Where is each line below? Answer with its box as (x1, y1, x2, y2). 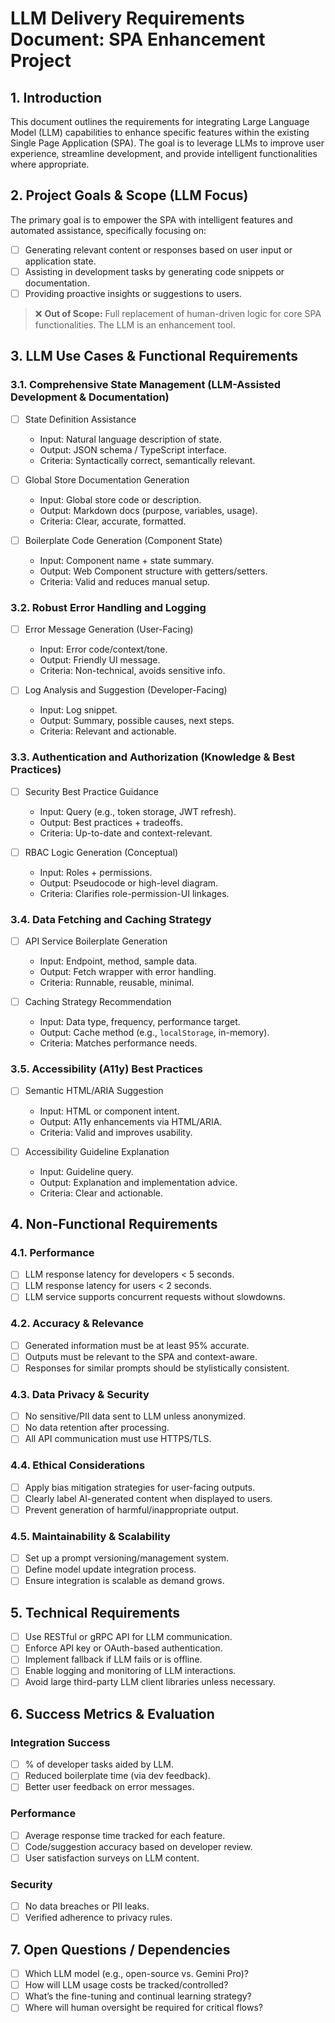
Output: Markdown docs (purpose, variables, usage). (39, 504, 258, 516)
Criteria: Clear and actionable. (39, 1187, 163, 1199)
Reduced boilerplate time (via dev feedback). (24, 1770, 211, 1782)
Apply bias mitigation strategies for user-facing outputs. (24, 1481, 256, 1493)
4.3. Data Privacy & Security (10, 1387, 150, 1401)
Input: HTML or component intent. (39, 1105, 180, 1117)
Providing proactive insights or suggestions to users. (24, 287, 242, 299)
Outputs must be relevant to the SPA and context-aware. (24, 1350, 258, 1362)
